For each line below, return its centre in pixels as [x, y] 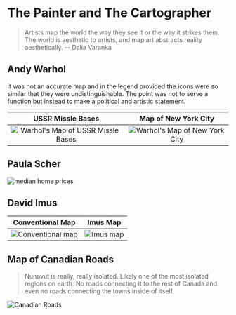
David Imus [32, 202]
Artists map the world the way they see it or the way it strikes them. [122, 32]
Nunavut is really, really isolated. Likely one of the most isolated [117, 276]
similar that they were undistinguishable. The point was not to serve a [108, 93]
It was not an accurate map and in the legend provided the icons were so [113, 86]
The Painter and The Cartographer [110, 13]
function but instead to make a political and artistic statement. [97, 101]
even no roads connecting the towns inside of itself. [99, 291]
